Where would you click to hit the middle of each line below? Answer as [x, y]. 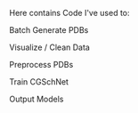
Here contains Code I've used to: [70, 13]
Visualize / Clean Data [50, 47]
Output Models [37, 99]
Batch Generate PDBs [49, 30]
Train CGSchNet [39, 82]
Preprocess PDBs [41, 65]
